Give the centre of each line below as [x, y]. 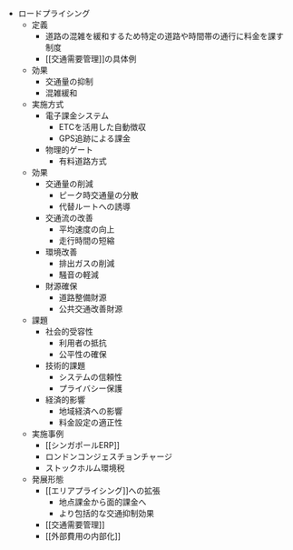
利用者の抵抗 [83, 343]
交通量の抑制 [69, 81]
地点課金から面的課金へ [103, 502]
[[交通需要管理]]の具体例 [91, 59]
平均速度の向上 [87, 229]
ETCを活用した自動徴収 [103, 127]
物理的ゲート [69, 150]
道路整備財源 [83, 297]
